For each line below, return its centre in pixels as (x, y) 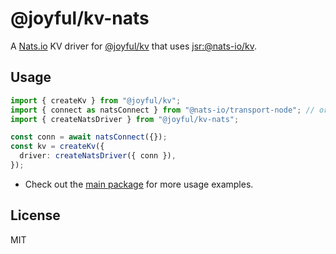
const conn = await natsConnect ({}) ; (89, 137)
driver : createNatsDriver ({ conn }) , (98, 156)
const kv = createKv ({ (57, 147)
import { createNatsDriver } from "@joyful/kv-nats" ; (125, 119)
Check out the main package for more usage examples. (139, 184)
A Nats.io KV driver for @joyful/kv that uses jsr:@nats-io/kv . (134, 46)
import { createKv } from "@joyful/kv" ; (96, 100)
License (35, 215)
